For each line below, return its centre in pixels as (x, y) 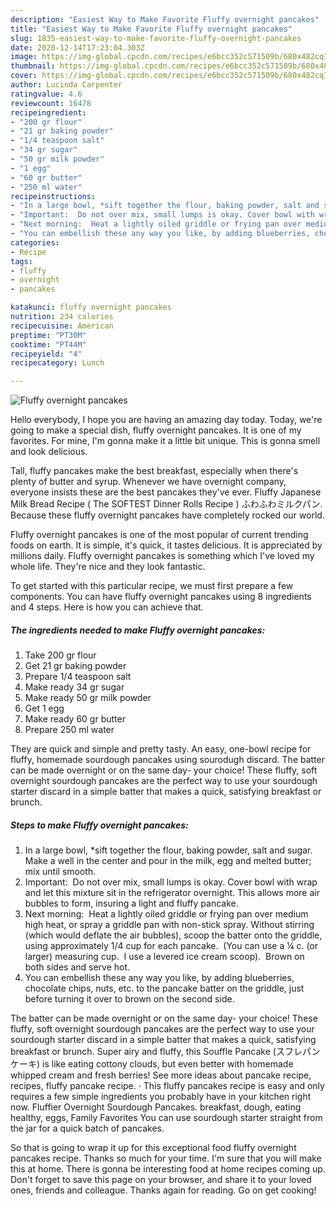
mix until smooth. (60, 872)
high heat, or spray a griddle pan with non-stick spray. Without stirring (169, 925)
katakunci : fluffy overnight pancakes (91, 307)
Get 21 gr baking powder (75, 666)
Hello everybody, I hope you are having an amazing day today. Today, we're (166, 420)
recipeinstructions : (53, 196)
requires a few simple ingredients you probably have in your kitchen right (161, 1097)
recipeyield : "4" (46, 354)
